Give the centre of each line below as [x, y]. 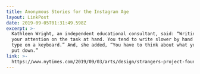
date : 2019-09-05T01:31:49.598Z [46, 23]
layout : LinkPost [28, 17]
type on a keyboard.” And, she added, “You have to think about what [99, 45]
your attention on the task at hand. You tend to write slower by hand [102, 39]
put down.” [25, 51]
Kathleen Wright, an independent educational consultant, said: [93, 34]
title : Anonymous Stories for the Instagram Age [68, 12]
